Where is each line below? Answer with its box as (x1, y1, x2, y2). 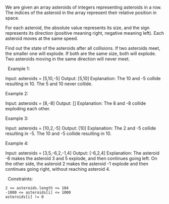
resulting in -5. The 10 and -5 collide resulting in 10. (5, 130, 112, 137)
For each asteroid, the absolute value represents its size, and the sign (5, 25, 150, 31)
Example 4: (5, 141, 29, 146)
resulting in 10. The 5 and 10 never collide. (5, 81, 93, 87)
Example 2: (5, 91, 29, 96)
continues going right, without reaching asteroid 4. (5, 166, 110, 172)
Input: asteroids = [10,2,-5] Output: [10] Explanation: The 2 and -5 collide (5, 125, 156, 131)
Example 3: (5, 115, 29, 121)
